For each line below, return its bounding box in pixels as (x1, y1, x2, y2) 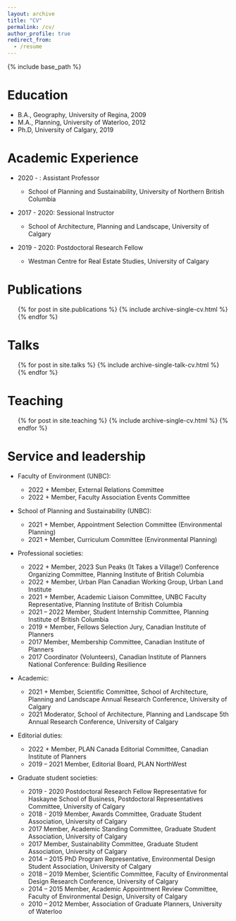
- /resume (13, 43, 42, 50)
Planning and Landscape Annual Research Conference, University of (27, 694, 228, 703)
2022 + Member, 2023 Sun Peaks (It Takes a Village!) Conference (27, 562, 220, 571)
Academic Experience (7, 150, 139, 167)
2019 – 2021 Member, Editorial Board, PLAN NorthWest (27, 759, 187, 768)
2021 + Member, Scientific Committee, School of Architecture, (27, 687, 209, 696)
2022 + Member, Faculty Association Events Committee (27, 493, 190, 501)
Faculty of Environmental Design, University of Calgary (27, 892, 188, 901)
